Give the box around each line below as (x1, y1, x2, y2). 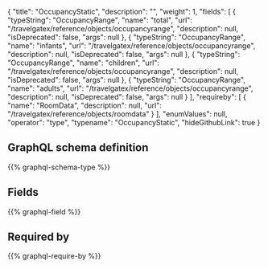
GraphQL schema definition (7, 141, 149, 155)
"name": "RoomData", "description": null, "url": (7, 100, 163, 110)
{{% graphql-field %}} (7, 206, 81, 216)
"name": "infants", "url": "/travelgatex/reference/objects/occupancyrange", (7, 41, 256, 51)
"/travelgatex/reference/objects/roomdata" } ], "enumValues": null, (7, 109, 228, 119)
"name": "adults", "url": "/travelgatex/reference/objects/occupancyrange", (7, 84, 254, 93)
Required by (7, 230, 70, 244)
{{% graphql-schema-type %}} (7, 162, 111, 172)
